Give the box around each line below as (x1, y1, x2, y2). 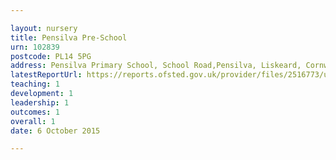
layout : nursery (10, 23, 78, 33)
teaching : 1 (10, 79, 60, 90)
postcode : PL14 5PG (10, 51, 92, 61)
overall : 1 (10, 116, 56, 126)
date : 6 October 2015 (10, 126, 101, 136)
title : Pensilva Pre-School (10, 32, 128, 43)
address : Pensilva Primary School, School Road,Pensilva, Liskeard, (10, 61, 302, 71)
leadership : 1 (10, 97, 70, 108)
